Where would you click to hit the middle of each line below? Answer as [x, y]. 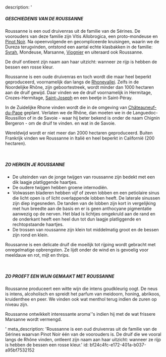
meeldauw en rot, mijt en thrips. [38, 255]
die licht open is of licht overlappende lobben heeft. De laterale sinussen [86, 198]
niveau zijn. [17, 304]
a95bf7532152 [20, 350]
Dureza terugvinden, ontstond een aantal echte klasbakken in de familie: [79, 47]
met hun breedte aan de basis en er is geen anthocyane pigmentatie [82, 209]
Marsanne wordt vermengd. [33, 319]
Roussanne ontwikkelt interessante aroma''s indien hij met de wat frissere [81, 314]
